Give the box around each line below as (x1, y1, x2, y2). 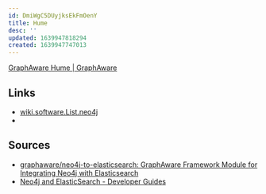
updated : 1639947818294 (8, 33, 87, 42)
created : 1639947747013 (8, 41, 87, 49)
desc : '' (8, 26, 37, 34)
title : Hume (8, 19, 48, 27)
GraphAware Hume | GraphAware (8, 63, 118, 72)
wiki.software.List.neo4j (19, 107, 98, 116)
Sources (8, 138, 51, 152)
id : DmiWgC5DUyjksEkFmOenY (8, 11, 98, 20)
